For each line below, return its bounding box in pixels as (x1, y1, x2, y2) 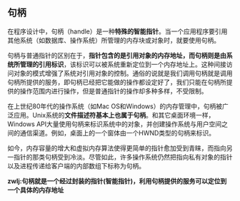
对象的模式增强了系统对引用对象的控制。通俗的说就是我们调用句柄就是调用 (13, 68, 233, 77)
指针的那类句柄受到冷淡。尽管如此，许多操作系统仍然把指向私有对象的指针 (13, 153, 233, 161)
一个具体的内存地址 (7, 185, 64, 194)
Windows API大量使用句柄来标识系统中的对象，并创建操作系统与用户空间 (7, 120, 222, 128)
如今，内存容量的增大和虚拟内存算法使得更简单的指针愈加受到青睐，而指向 (7, 143, 226, 152)
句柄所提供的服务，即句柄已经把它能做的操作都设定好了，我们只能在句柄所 (7, 78, 226, 86)
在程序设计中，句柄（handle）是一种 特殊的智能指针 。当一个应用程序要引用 (7, 27, 228, 36)
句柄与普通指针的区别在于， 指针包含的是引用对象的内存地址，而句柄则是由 (7, 51, 226, 59)
